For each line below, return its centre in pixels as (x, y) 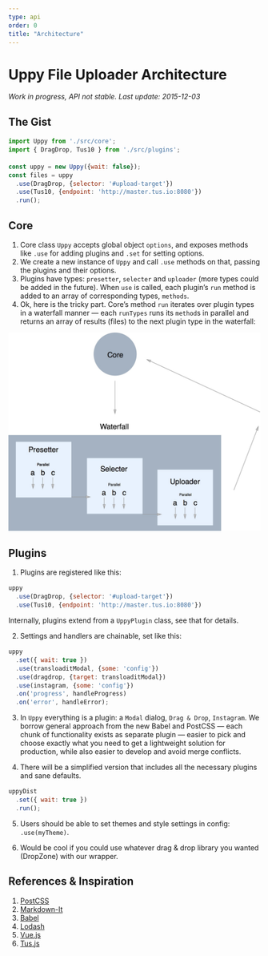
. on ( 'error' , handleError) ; (62, 702)
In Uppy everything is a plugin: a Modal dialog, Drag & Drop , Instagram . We (140, 718)
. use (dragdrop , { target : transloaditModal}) (91, 677)
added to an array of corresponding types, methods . (104, 296)
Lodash (32, 926)
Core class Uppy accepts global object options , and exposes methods (134, 244)
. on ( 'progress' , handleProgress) (71, 694)
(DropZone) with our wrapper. (69, 856)
